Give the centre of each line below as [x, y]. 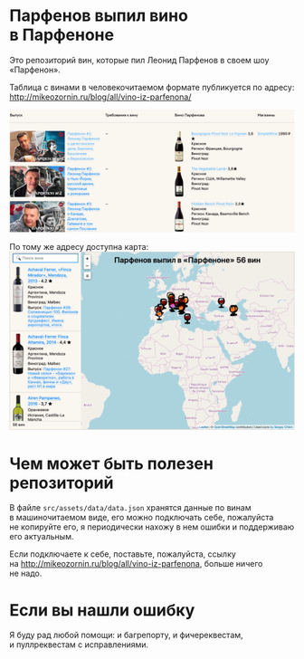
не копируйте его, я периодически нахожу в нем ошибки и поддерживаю [152, 527]
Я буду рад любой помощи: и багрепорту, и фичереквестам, [126, 635]
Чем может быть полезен [112, 463]
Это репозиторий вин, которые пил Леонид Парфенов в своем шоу [139, 60]
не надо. [26, 573]
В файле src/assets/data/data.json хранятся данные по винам [130, 508]
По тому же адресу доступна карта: [79, 246]
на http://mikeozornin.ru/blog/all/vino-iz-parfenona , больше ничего [136, 564]
